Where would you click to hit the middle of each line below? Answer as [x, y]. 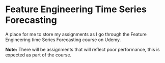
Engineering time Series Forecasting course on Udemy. [63, 40]
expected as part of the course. [38, 55]
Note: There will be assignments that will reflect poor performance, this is [82, 49]
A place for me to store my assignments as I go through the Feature [76, 34]
